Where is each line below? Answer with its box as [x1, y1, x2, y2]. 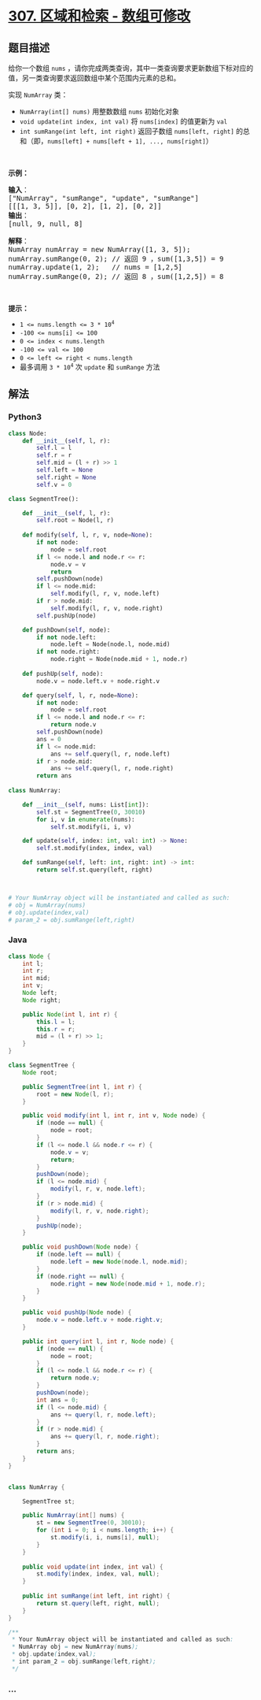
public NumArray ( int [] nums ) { [22, 1512, 125, 1520]
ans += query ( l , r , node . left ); [50, 1411, 156, 1419]
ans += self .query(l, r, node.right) [50, 765, 175, 773]
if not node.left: [36, 633, 97, 641]
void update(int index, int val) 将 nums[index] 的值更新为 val [19, 117, 228, 126]
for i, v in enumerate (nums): [36, 815, 135, 823]
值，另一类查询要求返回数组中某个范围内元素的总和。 [8, 73, 181, 83]
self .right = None [36, 473, 97, 481]
